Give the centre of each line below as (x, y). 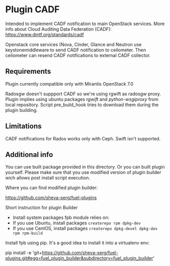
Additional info (29, 155)
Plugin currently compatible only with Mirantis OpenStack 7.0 (69, 84)
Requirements (28, 71)
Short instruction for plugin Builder (42, 208)
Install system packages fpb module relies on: (61, 218)
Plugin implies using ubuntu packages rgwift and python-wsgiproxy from (82, 99)
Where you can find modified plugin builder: (52, 188)
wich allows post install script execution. (48, 178)
